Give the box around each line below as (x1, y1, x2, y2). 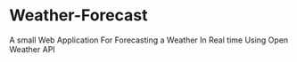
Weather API (9, 43, 55, 54)
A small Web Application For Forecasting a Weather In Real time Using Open (9, 35, 289, 45)
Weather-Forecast (9, 5, 148, 26)
